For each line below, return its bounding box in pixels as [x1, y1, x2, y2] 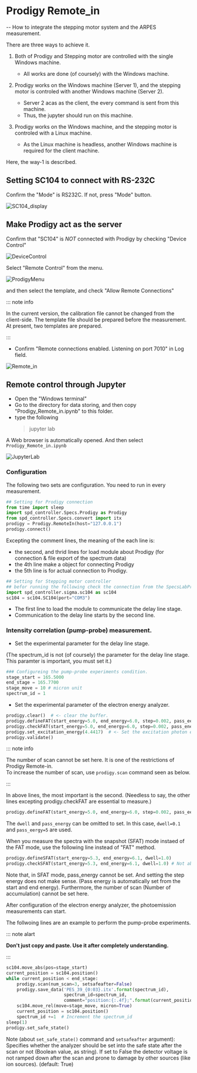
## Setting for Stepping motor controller [6, 578, 111, 584]
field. [14, 351, 28, 358]
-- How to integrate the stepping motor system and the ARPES [6, 24, 157, 31]
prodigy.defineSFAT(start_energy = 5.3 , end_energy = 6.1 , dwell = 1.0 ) [6, 855, 172, 861]
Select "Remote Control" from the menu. [6, 264, 104, 271]
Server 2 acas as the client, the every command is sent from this [23, 99, 179, 106]
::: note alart [6, 931, 35, 938]
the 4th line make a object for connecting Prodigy [14, 560, 135, 568]
